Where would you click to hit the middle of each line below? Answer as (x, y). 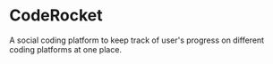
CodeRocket (56, 16)
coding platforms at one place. (66, 49)
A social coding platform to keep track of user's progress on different (137, 40)
